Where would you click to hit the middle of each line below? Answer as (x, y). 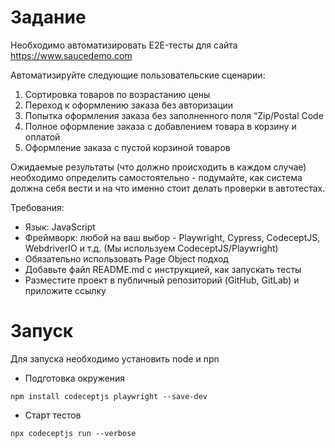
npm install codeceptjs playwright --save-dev (109, 396)
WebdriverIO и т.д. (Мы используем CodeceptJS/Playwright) (151, 248)
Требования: (37, 207)
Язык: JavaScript (60, 227)
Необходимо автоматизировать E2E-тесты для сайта (124, 45)
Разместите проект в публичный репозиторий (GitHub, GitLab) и (162, 280)
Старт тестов (53, 415)
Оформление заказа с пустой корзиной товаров (127, 147)
